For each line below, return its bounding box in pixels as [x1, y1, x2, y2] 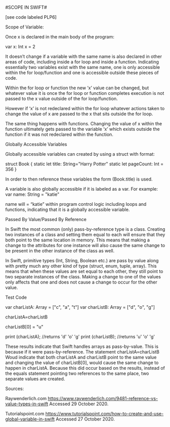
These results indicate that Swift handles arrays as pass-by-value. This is [5, 343, 159, 349]
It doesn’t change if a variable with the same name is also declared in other [5, 53, 162, 59]
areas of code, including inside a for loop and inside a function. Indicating [5, 59, 159, 65]
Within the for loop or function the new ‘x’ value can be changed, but [5, 85, 149, 91]
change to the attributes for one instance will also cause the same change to [5, 242, 165, 248]
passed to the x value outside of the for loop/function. [5, 96, 118, 101]
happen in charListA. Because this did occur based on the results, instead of [5, 365, 165, 371]
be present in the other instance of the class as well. [5, 248, 115, 254]
